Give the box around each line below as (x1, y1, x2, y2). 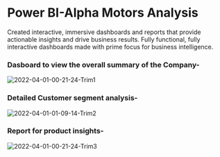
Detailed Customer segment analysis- (7, 93, 138, 103)
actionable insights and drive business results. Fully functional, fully (7, 35, 201, 43)
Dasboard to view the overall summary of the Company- (7, 60, 200, 69)
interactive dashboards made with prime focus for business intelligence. (7, 42, 214, 51)
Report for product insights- (7, 126, 104, 136)
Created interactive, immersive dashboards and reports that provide (7, 28, 201, 36)
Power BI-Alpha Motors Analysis (7, 5, 199, 21)
